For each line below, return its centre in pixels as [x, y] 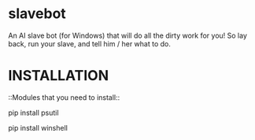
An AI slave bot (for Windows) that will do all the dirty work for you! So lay [128, 35]
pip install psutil [33, 112]
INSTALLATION [58, 76]
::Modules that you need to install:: [64, 97]
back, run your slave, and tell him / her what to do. [89, 43]
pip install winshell [38, 127]
